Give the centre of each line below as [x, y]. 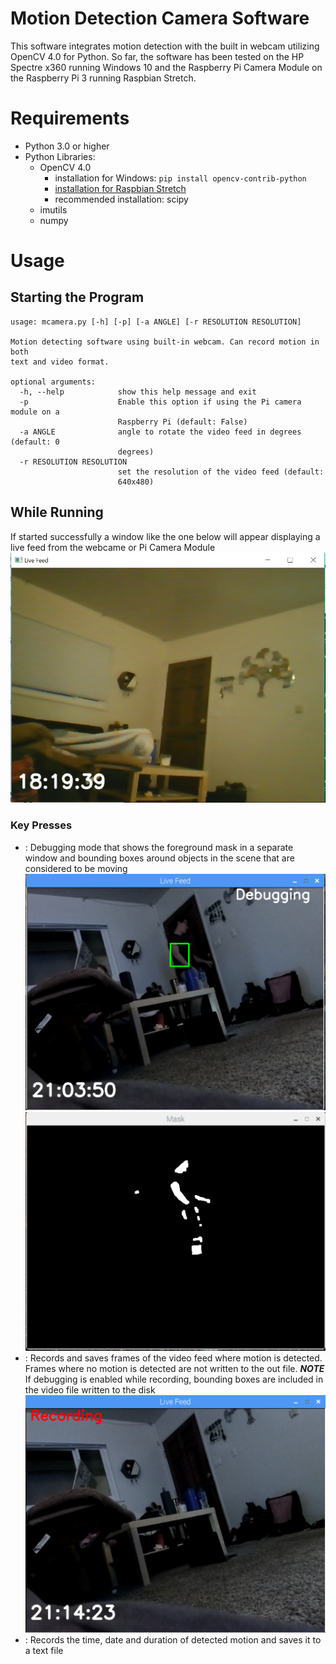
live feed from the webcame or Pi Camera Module [113, 547]
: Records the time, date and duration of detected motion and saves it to [173, 1640]
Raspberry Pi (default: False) [182, 422]
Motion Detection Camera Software [160, 18]
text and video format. [60, 362]
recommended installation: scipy [121, 199]
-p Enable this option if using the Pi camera [160, 402]
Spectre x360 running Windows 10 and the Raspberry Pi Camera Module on [166, 67]
